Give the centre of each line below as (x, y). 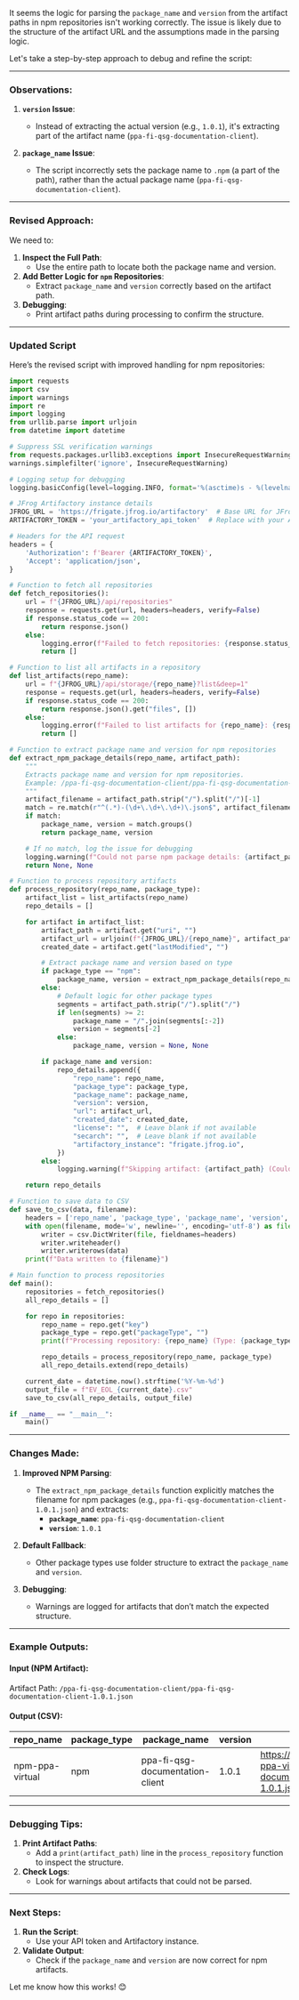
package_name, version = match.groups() (117, 825)
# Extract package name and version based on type (137, 963)
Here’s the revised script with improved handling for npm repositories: (137, 365)
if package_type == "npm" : (91, 972)
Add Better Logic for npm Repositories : (93, 276)
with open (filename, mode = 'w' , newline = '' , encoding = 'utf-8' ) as (149, 1226)
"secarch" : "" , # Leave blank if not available (164, 1136)
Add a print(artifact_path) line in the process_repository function (159, 1853)
